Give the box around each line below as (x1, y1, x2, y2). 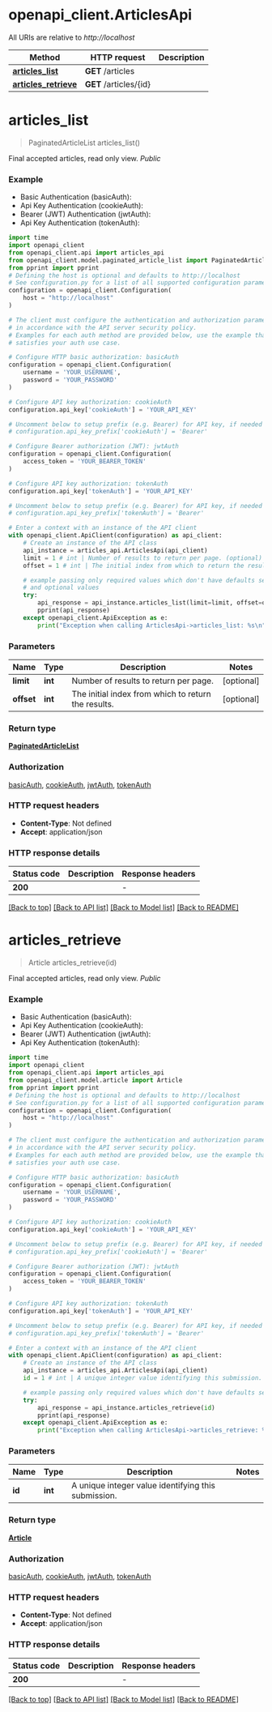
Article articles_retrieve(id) (28, 958, 117, 967)
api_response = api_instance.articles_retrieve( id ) (37, 1403, 216, 1411)
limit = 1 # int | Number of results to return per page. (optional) (23, 553, 263, 562)
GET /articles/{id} (84, 79, 151, 90)
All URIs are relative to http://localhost (8, 32, 135, 42)
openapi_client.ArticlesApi (8, 6, 193, 24)
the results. (71, 698, 115, 710)
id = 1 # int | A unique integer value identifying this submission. (23, 1374, 263, 1382)
